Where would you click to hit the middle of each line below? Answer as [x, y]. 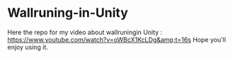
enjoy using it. [28, 47]
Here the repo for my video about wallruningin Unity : [85, 32]
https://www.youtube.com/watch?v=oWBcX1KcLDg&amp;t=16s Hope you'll [117, 39]
